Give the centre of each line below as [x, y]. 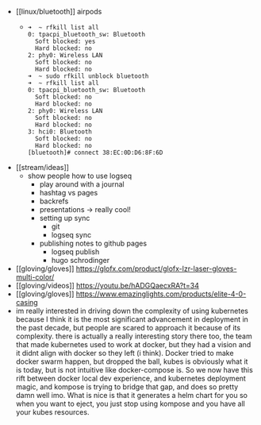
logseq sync [71, 235]
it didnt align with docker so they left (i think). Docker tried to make [125, 353]
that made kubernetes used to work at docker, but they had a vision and [133, 344]
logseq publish [75, 252]
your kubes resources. [52, 412]
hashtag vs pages [69, 193]
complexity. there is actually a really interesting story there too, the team [134, 336]
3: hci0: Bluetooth [60, 132]
